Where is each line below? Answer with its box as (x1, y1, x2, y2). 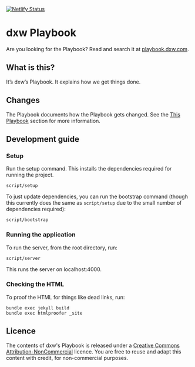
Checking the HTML (6, 280, 65, 288)
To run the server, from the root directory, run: (6, 244, 117, 251)
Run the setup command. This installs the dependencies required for (6, 165, 172, 172)
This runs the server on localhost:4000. (6, 265, 102, 273)
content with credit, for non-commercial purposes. (6, 354, 129, 361)
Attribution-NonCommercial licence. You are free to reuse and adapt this (6, 348, 181, 355)
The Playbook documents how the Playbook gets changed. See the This (6, 111, 181, 118)
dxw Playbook (6, 26, 76, 39)
